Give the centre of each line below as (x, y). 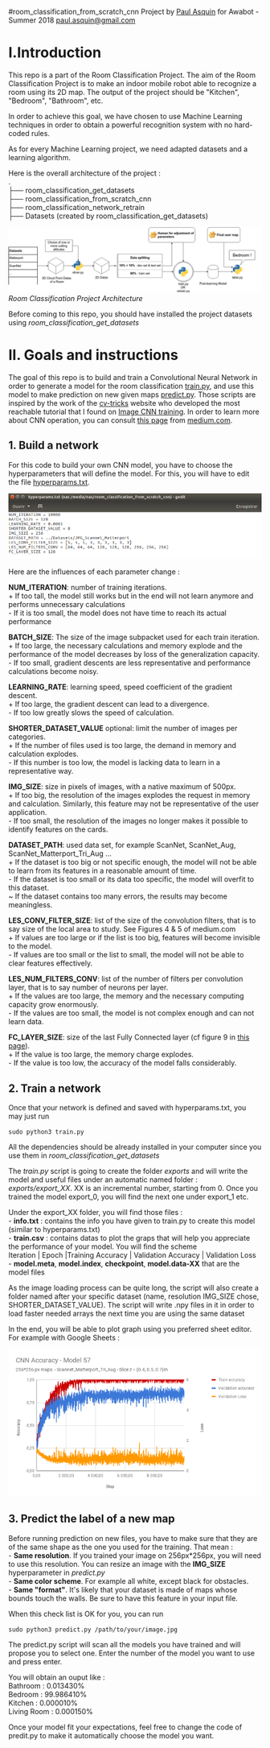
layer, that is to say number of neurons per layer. (88, 988)
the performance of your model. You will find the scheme (103, 1246)
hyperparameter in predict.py (57, 1572)
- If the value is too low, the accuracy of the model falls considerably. (123, 1063)
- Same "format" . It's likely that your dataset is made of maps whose (123, 1589)
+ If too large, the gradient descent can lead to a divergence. (109, 705)
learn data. (26, 1022)
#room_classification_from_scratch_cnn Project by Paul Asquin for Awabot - (134, 12)
